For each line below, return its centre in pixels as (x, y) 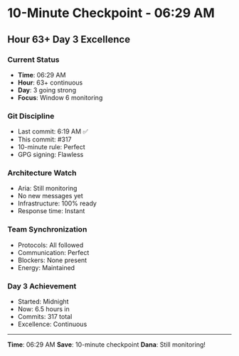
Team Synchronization (47, 230)
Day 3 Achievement (42, 286)
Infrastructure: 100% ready (57, 203)
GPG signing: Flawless (51, 155)
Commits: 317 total (45, 317)
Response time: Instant (51, 211)
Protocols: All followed (51, 245)
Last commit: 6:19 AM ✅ (53, 131)
